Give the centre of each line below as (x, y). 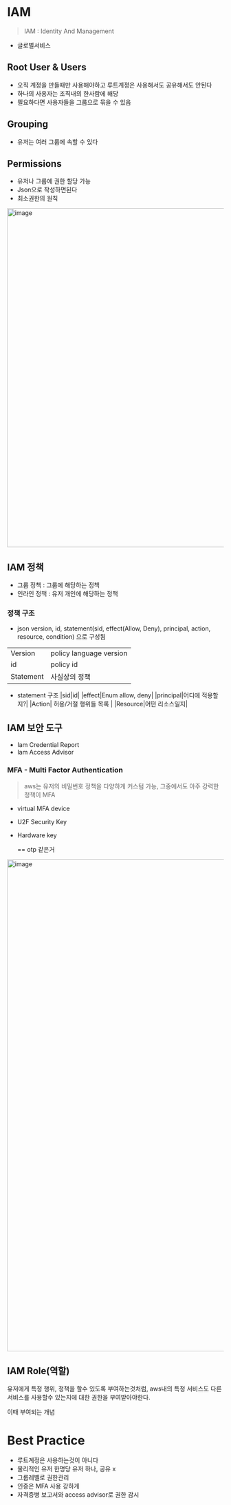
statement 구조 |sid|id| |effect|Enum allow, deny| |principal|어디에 (109, 695)
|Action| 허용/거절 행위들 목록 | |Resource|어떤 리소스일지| (109, 704)
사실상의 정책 (70, 677)
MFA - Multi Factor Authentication (65, 770)
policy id (64, 664)
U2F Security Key (42, 821)
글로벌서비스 (34, 45)
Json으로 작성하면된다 (47, 190)
